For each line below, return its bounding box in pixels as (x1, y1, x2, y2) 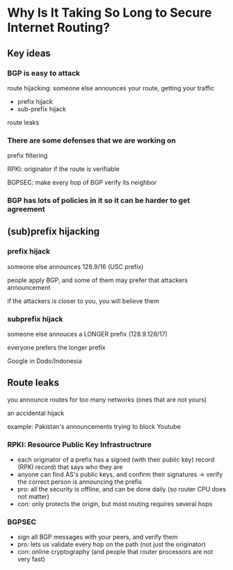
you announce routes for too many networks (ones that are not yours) (7, 395, 207, 404)
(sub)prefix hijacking (7, 226, 100, 238)
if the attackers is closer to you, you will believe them (7, 297, 159, 305)
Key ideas (7, 47, 51, 59)
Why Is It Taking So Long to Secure (7, 5, 212, 21)
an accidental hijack (7, 409, 65, 417)
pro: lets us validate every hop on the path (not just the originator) (17, 540, 207, 548)
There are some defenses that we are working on (7, 136, 176, 145)
